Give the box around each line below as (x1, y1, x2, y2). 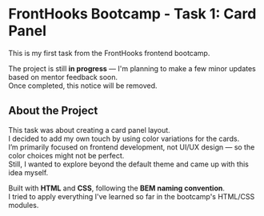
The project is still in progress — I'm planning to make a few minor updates (8, 63, 256, 73)
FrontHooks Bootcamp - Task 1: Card (8, 5, 257, 23)
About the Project (8, 104, 98, 118)
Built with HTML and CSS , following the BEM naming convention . (8, 183, 226, 193)
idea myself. (8, 167, 49, 177)
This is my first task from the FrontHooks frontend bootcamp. (8, 48, 210, 58)
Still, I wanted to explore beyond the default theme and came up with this (8, 159, 250, 169)
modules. (8, 200, 39, 210)
